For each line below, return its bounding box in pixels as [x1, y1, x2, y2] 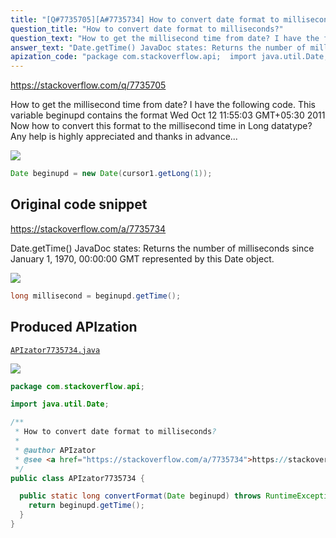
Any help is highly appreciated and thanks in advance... [10, 131, 238, 143]
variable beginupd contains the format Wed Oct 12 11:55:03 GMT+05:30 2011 [10, 109, 326, 121]
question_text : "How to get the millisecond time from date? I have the [10, 33, 320, 43]
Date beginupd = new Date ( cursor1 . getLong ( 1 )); [10, 169, 213, 179]
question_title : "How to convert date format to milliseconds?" [10, 24, 284, 34]
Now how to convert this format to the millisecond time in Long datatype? [10, 120, 313, 132]
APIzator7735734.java [10, 345, 101, 355]
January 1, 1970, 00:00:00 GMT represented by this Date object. [10, 252, 275, 265]
